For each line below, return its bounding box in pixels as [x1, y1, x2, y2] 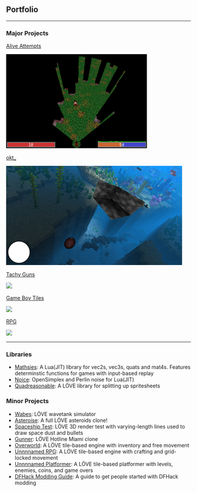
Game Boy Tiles [6, 294, 45, 302]
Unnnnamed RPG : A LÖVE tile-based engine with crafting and [14, 448, 164, 455]
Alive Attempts [6, 42, 42, 49]
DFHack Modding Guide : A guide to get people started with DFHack [14, 473, 179, 480]
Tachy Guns [6, 271, 35, 278]
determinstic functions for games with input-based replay [14, 370, 154, 377]
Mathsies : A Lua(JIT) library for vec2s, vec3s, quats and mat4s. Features [14, 364, 191, 371]
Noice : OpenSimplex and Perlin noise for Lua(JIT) [14, 376, 135, 383]
